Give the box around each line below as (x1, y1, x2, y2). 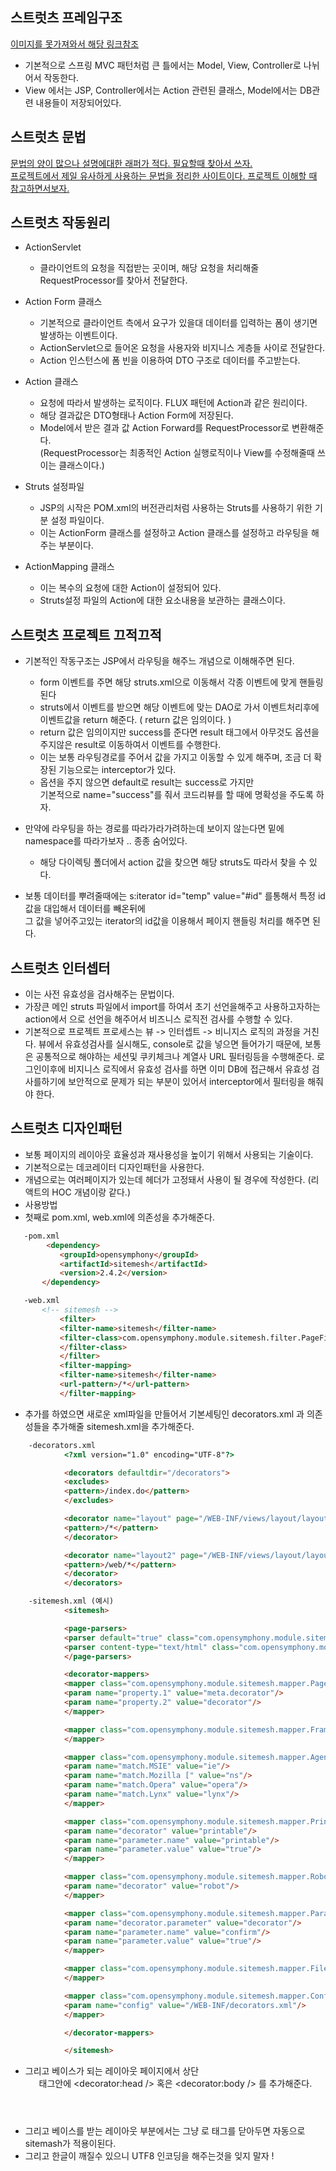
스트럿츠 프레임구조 (10, 9, 123, 27)
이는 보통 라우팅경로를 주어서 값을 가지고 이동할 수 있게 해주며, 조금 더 (39, 751, 312, 763)
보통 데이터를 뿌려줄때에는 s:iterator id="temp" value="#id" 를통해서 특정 (24, 890, 316, 902)
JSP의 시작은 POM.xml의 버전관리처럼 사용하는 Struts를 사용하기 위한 (39, 502, 313, 514)
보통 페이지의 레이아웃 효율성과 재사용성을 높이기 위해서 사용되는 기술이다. (24, 1148, 314, 1160)
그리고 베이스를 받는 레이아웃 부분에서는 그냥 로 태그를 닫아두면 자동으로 (24, 2125, 306, 2137)
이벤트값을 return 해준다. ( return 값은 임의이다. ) (39, 714, 232, 726)
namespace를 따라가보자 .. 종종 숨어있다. (24, 835, 188, 847)
